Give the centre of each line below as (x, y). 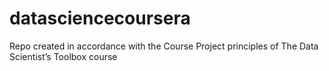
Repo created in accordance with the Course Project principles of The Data (164, 46)
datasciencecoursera (100, 18)
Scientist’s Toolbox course (63, 56)
